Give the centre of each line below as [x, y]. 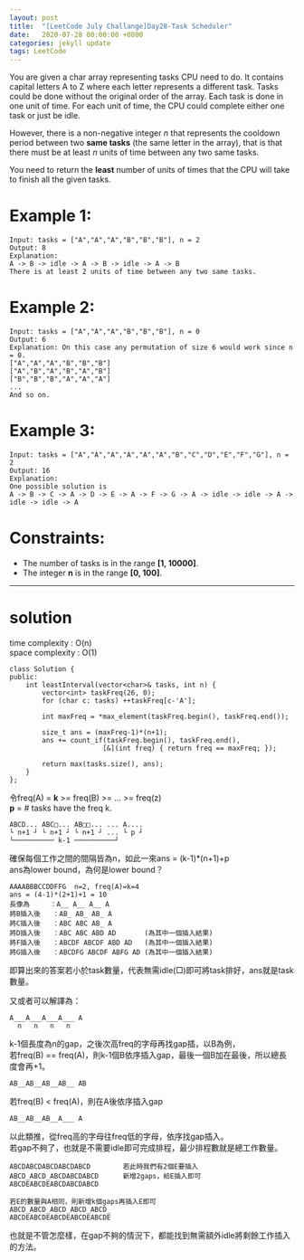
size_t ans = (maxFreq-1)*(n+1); [105, 732]
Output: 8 [28, 248]
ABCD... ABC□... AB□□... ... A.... [76, 824]
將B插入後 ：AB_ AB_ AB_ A [61, 914]
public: [24, 677]
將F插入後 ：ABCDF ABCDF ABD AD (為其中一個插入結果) [111, 943]
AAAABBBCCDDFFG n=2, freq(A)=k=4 [75, 886]
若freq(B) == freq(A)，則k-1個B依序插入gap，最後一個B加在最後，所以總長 [148, 1055]
